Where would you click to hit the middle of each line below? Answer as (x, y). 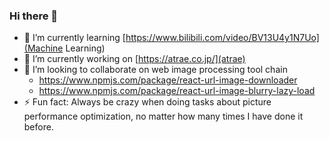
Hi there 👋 (34, 16)
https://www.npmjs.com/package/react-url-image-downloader (168, 80)
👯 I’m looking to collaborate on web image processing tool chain (155, 70)
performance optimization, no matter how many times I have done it (163, 116)
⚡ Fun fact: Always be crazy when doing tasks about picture (147, 102)
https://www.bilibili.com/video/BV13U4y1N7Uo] (222, 38)
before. (38, 127)
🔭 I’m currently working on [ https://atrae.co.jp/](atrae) (134, 59)
